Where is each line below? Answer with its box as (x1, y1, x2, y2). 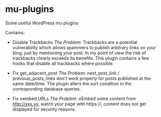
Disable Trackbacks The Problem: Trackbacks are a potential (12, 39, 138, 45)
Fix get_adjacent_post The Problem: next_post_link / (12, 70, 120, 76)
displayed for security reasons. (12, 106, 76, 112)
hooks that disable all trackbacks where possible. (12, 60, 114, 66)
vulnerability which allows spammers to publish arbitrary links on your (12, 44, 156, 50)
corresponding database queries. (12, 86, 81, 92)
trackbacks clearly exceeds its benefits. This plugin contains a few (12, 55, 150, 61)
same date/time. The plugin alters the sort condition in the (12, 81, 132, 87)
